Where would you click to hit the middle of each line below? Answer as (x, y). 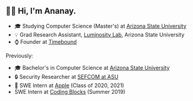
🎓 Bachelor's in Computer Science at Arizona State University (92, 67)
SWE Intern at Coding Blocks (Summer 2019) (70, 91)
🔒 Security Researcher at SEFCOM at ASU (66, 76)
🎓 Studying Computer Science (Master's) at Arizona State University (100, 26)
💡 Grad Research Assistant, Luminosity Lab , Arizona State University (99, 34)
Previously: (20, 55)
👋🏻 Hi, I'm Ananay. (41, 11)
